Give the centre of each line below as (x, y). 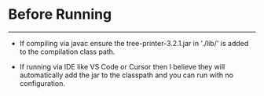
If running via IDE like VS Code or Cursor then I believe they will (122, 66)
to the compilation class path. (67, 52)
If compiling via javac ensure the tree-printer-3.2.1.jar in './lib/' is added (134, 43)
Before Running (60, 14)
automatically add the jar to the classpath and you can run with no (126, 75)
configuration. (42, 83)
